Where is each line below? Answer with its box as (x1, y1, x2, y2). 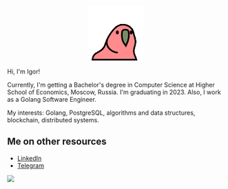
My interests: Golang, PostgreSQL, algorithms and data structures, (7, 109, 196, 117)
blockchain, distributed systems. (7, 116, 100, 124)
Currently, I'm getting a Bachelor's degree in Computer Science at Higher (7, 81, 215, 89)
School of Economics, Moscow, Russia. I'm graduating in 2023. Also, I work (7, 88, 222, 96)
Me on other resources (7, 136, 107, 148)
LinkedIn (17, 154, 42, 162)
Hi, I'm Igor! (7, 67, 40, 76)
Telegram (17, 161, 45, 170)
